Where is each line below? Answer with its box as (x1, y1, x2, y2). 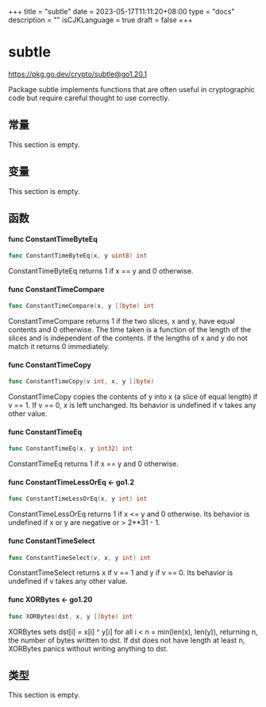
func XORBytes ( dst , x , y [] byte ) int (8, 612, 133, 620)
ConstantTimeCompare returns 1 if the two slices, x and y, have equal (8, 317, 236, 326)
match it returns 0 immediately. (8, 342, 110, 352)
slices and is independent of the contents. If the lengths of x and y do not (8, 333, 248, 343)
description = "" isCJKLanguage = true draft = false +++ (8, 15, 193, 25)
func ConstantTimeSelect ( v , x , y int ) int (8, 554, 151, 561)
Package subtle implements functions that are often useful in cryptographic (8, 84, 256, 94)
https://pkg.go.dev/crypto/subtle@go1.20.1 (8, 69, 148, 79)
